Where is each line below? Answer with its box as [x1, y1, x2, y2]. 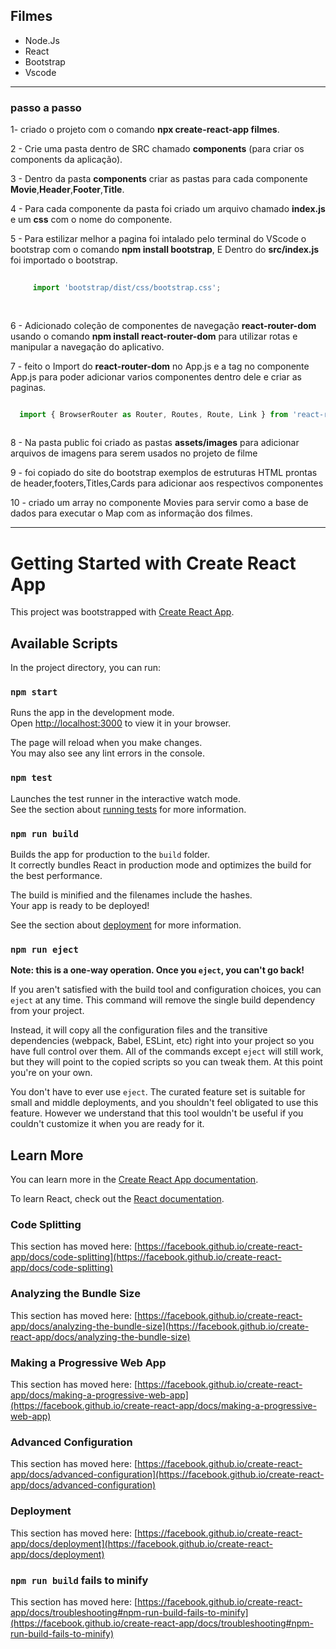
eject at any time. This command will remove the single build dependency [10, 994, 316, 1006]
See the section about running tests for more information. [10, 803, 247, 815]
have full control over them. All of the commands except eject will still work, [10, 1045, 324, 1058]
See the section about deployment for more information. [10, 919, 242, 931]
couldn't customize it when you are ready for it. [10, 1118, 205, 1130]
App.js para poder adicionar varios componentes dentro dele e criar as [10, 370, 302, 383]
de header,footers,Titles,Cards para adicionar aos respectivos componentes [10, 477, 324, 489]
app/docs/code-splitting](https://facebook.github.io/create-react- [10, 1251, 282, 1263]
